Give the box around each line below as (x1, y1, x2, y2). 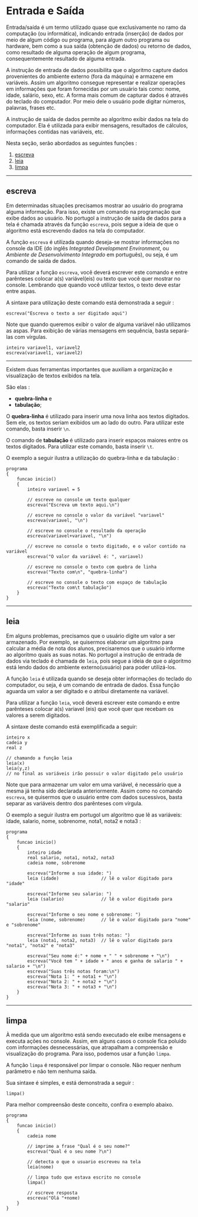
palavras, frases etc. (6, 104, 56, 111)
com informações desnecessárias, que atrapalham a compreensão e (6, 1044, 173, 1051)
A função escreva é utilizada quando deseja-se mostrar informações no (6, 238, 180, 246)
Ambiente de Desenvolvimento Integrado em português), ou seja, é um (6, 251, 178, 258)
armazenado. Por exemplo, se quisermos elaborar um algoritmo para (6, 638, 173, 645)
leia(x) (6, 760, 25, 766)
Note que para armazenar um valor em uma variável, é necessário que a (6, 781, 181, 788)
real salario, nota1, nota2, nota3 (27, 854, 115, 860)
